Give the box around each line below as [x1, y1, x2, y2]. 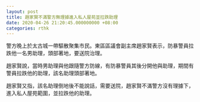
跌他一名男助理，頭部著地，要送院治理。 [6, 50, 105, 57]
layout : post [6, 8, 39, 15]
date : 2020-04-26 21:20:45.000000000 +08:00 [6, 20, 118, 26]
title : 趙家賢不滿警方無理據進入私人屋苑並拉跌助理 [6, 14, 118, 20]
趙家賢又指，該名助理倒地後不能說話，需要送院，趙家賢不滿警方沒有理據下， [6, 82, 194, 90]
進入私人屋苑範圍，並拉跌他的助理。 [6, 90, 95, 97]
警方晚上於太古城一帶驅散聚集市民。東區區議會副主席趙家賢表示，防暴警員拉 [6, 42, 194, 49]
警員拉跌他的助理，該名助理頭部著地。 [6, 69, 100, 77]
